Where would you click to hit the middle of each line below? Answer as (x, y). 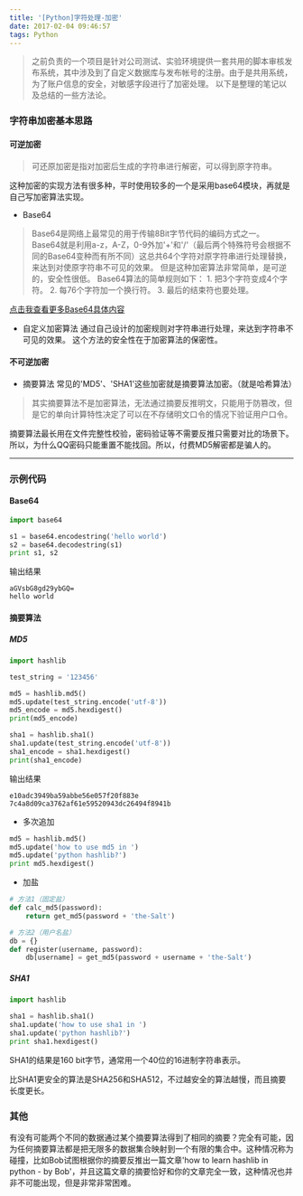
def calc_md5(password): (56, 908)
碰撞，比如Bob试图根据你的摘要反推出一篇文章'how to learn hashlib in (139, 1160)
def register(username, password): (76, 949)
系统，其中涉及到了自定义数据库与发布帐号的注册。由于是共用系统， (166, 72)
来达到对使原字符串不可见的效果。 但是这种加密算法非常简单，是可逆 (159, 267)
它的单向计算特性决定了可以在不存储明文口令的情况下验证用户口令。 (166, 414)
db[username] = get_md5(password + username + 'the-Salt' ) (139, 958)
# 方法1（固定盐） (39, 899)
